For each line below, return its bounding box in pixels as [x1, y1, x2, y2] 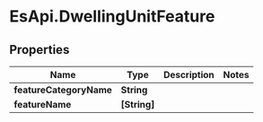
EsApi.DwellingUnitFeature [9, 6, 215, 27]
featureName [13, 99, 72, 110]
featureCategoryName [13, 83, 112, 96]
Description [162, 69, 215, 81]
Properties [9, 42, 70, 57]
